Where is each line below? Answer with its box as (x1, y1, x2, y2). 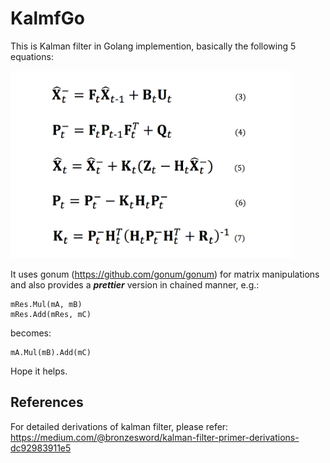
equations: (10, 50, 54, 62)
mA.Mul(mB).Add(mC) (10, 347, 92, 357)
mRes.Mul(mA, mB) (10, 299, 83, 309)
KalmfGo (10, 7, 85, 30)
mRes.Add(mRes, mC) (10, 309, 92, 319)
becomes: (10, 327, 52, 339)
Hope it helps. (10, 365, 68, 377)
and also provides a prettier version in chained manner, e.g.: (10, 278, 260, 291)
